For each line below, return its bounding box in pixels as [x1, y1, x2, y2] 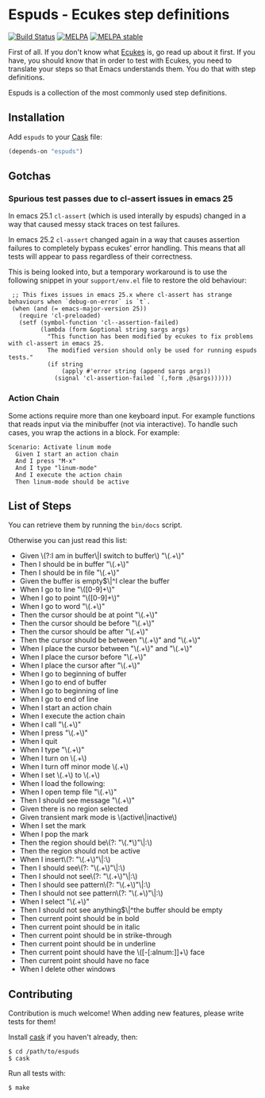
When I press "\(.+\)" [19, 728, 89, 738]
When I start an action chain [19, 703, 113, 712]
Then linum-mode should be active [15, 478, 129, 486]
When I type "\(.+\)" [19, 745, 85, 755]
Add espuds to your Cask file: [8, 132, 103, 141]
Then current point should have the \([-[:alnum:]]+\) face [19, 947, 205, 957]
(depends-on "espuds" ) [8, 147, 83, 156]
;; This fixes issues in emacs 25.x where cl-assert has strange [11, 291, 232, 299]
